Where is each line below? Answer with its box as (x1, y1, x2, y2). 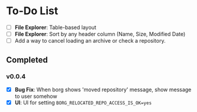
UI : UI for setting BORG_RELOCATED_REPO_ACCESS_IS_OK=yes (14, 99, 152, 106)
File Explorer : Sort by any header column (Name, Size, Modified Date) (14, 31, 186, 37)
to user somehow (14, 92, 57, 100)
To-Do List (6, 4, 59, 18)
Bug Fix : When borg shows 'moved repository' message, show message (14, 86, 192, 93)
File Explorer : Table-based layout (14, 24, 96, 31)
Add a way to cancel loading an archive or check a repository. (14, 37, 166, 44)
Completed (6, 55, 49, 65)
